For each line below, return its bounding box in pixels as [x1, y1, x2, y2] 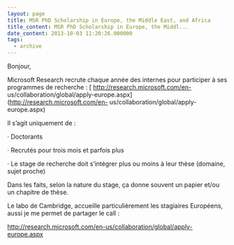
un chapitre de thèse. [7, 188, 68, 196]
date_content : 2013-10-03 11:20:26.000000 [7, 29, 133, 37]
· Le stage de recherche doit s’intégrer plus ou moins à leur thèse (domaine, [7, 160, 226, 168]
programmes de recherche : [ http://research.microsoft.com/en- [7, 83, 192, 91]
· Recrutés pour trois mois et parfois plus [7, 146, 124, 154]
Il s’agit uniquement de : [7, 119, 76, 127]
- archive [13, 43, 42, 50]
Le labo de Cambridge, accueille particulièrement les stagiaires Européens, [7, 202, 224, 210]
